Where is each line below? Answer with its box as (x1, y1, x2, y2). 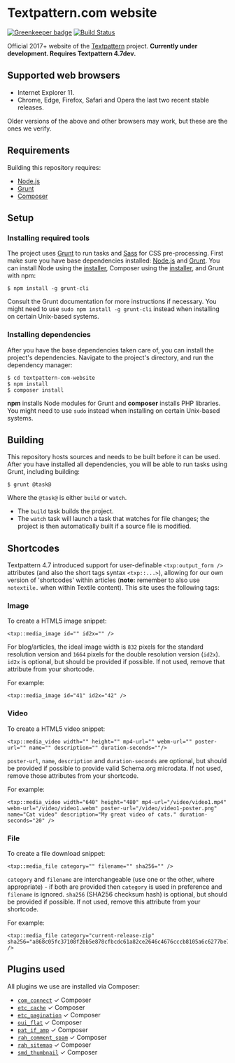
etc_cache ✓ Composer (17, 1003, 85, 1012)
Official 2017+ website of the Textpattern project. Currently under (7, 41, 198, 50)
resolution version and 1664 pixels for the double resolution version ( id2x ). (7, 650, 220, 659)
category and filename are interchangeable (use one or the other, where (7, 876, 215, 884)
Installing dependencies (7, 330, 91, 340)
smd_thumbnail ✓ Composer (17, 1048, 98, 1056)
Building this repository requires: (7, 163, 101, 171)
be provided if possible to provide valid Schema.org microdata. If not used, (7, 764, 223, 772)
